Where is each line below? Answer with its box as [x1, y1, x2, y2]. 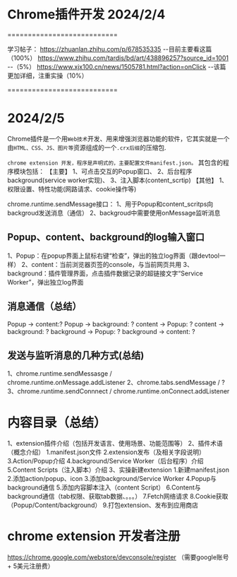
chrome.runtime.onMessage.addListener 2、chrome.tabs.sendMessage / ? [7, 379, 226, 387]
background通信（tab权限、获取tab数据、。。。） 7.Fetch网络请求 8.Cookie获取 [7, 492, 229, 501]
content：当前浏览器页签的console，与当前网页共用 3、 [31, 260, 194, 268]
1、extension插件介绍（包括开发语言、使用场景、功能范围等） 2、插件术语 [7, 439, 224, 448]
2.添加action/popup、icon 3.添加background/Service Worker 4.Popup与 [7, 475, 217, 483]
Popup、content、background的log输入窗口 [7, 231, 205, 244]
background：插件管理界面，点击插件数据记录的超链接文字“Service [7, 269, 203, 278]
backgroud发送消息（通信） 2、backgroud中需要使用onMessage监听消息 [7, 208, 221, 217]
